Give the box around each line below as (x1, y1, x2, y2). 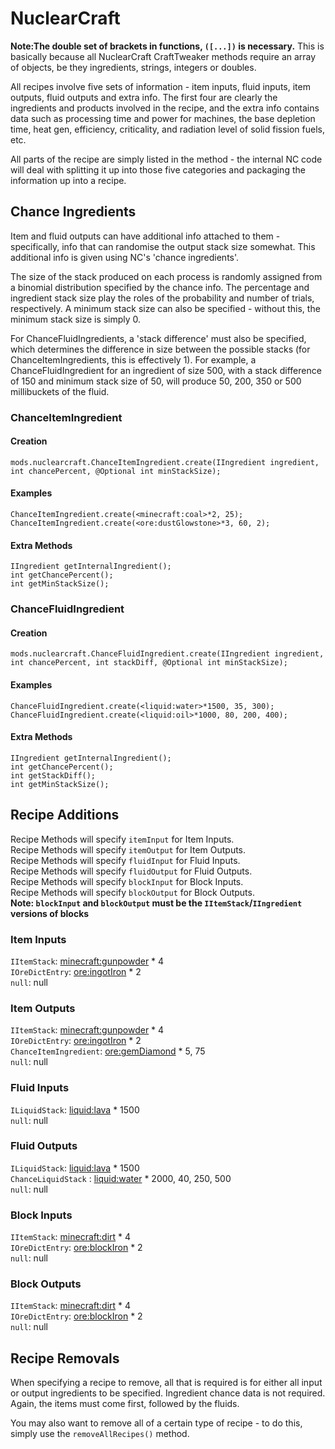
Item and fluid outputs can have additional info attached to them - (10, 230, 281, 242)
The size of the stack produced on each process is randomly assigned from (10, 270, 323, 282)
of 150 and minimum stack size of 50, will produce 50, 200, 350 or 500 (10, 375, 302, 387)
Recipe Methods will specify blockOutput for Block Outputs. (10, 886, 255, 898)
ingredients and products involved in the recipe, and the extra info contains (10, 102, 320, 114)
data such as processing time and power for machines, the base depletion (10, 112, 316, 124)
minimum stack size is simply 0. (10, 313, 142, 325)
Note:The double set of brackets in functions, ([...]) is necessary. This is (10, 40, 325, 52)
